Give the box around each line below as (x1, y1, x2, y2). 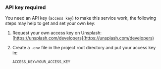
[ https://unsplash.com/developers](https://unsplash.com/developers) (12, 35, 155, 41)
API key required (5, 4, 46, 11)
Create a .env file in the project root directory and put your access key (12, 45, 156, 51)
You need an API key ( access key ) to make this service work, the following (5, 15, 157, 21)
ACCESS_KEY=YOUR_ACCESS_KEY (12, 60, 70, 65)
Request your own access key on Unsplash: (12, 30, 102, 36)
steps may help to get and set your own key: (5, 20, 96, 26)
